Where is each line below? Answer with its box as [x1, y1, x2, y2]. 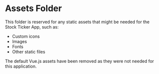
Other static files [12, 49, 46, 55]
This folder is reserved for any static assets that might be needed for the [5, 19, 150, 25]
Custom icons [12, 33, 40, 39]
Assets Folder [5, 3, 62, 14]
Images [12, 38, 27, 44]
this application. [5, 63, 37, 69]
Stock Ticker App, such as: [5, 24, 59, 30]
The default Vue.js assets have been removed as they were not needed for [5, 58, 154, 64]
